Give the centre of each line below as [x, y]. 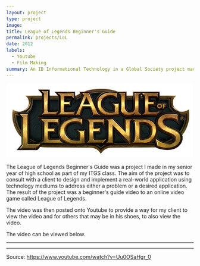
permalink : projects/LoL [37, 38]
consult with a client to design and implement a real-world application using [99, 179]
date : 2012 [20, 44]
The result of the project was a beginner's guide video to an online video [95, 192]
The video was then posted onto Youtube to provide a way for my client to [97, 210]
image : [14, 25]
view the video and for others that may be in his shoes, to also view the [93, 216]
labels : [16, 51]
